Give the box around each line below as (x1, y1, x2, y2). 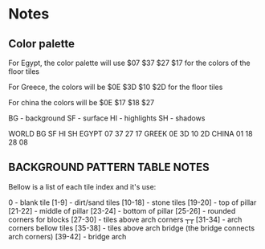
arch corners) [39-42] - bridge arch (8, 231, 127, 241)
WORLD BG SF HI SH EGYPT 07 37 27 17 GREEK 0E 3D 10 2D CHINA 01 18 (8, 129, 253, 138)
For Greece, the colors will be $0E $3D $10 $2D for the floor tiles (8, 82, 223, 92)
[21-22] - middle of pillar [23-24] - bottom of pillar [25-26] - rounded (8, 206, 236, 215)
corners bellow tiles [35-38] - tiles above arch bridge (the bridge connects (8, 222, 255, 233)
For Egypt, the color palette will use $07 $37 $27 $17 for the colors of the (8, 58, 251, 67)
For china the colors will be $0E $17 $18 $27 (8, 98, 155, 107)
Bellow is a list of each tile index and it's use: (8, 182, 157, 191)
